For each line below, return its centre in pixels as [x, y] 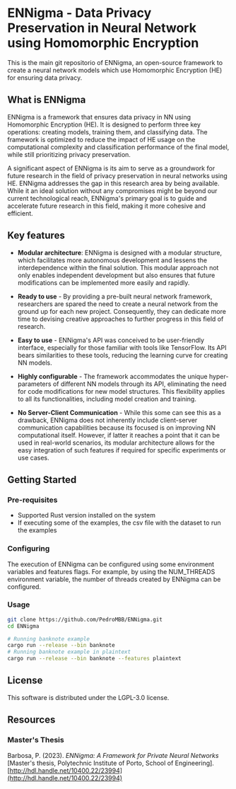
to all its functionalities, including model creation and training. [107, 399]
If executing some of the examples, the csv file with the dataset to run [119, 523]
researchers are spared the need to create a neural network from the [118, 304]
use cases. [33, 457]
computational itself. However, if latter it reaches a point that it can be [119, 435]
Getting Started [42, 480]
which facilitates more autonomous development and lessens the [112, 260]
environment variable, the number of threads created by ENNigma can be [114, 579]
